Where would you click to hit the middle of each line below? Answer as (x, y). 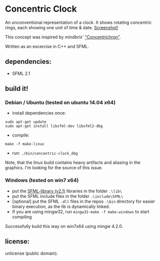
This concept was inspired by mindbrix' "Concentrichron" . (63, 37)
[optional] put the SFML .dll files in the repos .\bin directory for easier (83, 201)
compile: (21, 135)
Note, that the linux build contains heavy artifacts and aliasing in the (73, 163)
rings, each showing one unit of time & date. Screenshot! (62, 27)
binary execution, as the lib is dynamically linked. (61, 206)
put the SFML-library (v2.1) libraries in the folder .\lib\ (67, 191)
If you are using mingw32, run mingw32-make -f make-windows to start (80, 211)
